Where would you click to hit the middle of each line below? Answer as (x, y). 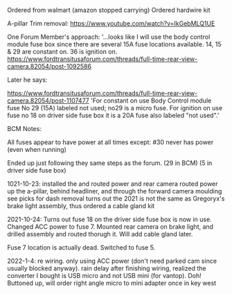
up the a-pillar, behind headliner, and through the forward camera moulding (115, 191)
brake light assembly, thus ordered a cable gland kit (81, 206)
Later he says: (27, 80)
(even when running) (37, 149)
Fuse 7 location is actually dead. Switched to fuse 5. (81, 248)
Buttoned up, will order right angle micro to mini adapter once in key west (112, 283)
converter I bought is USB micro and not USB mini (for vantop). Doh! (105, 276)
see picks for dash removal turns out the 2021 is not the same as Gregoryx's (116, 198)
